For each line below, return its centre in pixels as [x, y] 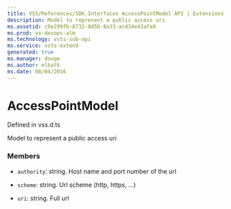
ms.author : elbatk [34, 65]
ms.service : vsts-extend [43, 46]
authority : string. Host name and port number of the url [97, 171]
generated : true [30, 53]
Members [24, 156]
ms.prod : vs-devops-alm [41, 33]
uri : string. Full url [43, 198]
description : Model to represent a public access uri [86, 20]
